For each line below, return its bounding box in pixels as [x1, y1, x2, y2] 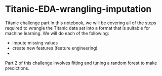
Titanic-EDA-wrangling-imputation [5, 3, 152, 15]
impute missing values [12, 39, 58, 45]
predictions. [5, 65, 30, 71]
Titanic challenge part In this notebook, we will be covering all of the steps [5, 20, 157, 26]
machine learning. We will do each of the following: [5, 30, 110, 36]
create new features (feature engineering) [12, 45, 98, 51]
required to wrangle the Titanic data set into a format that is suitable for [5, 25, 150, 31]
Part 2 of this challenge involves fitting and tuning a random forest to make [5, 60, 157, 66]
